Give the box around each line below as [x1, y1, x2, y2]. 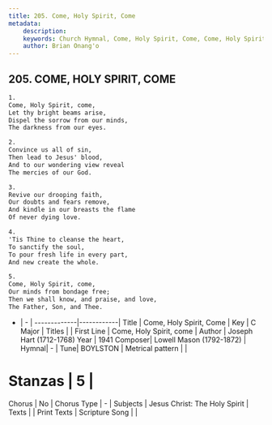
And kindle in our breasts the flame [8, 206, 136, 214]
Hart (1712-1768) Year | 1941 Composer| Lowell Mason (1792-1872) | [19, 334, 247, 345]
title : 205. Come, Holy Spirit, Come [8, 11, 136, 20]
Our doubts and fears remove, [8, 198, 111, 207]
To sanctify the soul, [8, 243, 85, 251]
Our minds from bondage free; [8, 288, 111, 296]
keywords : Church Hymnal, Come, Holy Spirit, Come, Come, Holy [23, 34, 241, 43]
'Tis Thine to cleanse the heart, [8, 235, 125, 243]
